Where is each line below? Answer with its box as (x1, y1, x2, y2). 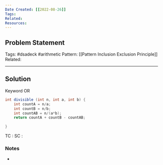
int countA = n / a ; (14, 102, 51, 106)
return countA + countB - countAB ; (14, 115, 86, 120)
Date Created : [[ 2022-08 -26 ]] (5, 7, 66, 12)
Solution (5, 75, 31, 83)
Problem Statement (5, 38, 65, 46)
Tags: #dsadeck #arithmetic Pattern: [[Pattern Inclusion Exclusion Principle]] (5, 51, 158, 57)
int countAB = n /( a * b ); (14, 111, 62, 116)
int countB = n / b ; (14, 106, 51, 111)
